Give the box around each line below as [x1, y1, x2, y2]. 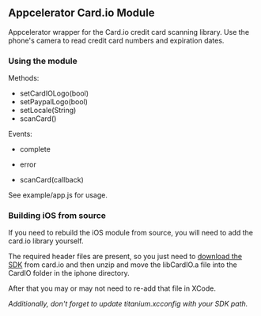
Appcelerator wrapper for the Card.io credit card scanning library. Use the [8, 27, 250, 36]
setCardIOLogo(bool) [19, 88, 89, 98]
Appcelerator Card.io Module [8, 6, 156, 20]
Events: [8, 130, 33, 139]
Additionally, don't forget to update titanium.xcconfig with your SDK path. [8, 299, 248, 309]
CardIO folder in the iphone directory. [8, 269, 130, 278]
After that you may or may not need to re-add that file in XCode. [8, 284, 216, 293]
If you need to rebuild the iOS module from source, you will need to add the [8, 228, 253, 238]
